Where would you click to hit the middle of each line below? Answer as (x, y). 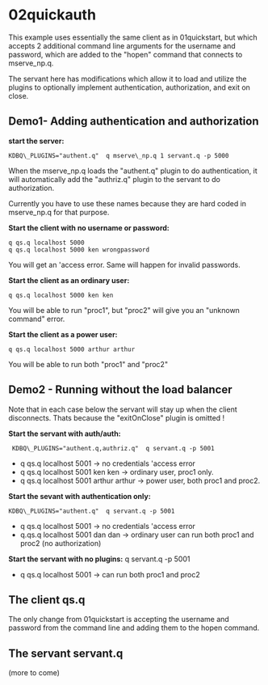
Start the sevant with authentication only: (80, 496)
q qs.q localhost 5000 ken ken (61, 295)
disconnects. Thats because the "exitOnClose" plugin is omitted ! (117, 417)
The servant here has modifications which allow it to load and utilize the (128, 78)
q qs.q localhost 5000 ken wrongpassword (79, 249)
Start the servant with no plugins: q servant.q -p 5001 (99, 559)
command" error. (37, 319)
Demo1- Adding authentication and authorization (134, 122)
